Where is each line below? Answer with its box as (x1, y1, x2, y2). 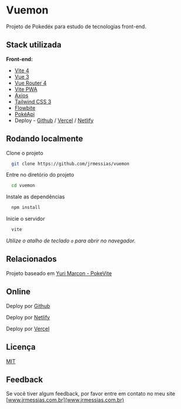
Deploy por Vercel (6, 325, 50, 332)
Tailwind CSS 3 (14, 98, 52, 105)
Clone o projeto (6, 149, 44, 156)
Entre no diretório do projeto (6, 171, 74, 178)
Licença (6, 342, 36, 352)
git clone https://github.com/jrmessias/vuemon (11, 161, 130, 167)
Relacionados (6, 254, 57, 264)
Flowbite (14, 104, 36, 111)
